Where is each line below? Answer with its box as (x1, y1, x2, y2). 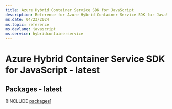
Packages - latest (5, 84, 62, 93)
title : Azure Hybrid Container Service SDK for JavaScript (5, 7, 134, 13)
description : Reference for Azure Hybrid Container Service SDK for (5, 12, 155, 17)
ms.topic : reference (5, 21, 50, 27)
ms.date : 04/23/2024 (5, 17, 50, 22)
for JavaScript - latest (5, 64, 100, 76)
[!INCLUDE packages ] (5, 98, 52, 104)
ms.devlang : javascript (5, 27, 56, 32)
